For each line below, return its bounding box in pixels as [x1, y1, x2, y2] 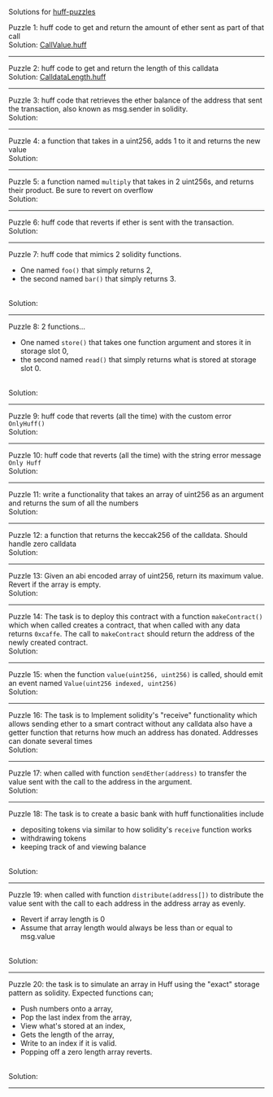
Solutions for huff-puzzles [8, 7, 96, 16]
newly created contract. [8, 638, 89, 647]
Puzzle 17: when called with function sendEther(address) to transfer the [8, 768, 247, 778]
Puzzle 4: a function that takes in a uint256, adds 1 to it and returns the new [8, 136, 261, 146]
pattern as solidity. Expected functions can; [8, 988, 154, 998]
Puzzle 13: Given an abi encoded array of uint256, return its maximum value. [8, 571, 264, 580]
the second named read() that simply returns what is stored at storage [19, 355, 257, 365]
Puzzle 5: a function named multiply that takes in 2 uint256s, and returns [8, 177, 254, 186]
